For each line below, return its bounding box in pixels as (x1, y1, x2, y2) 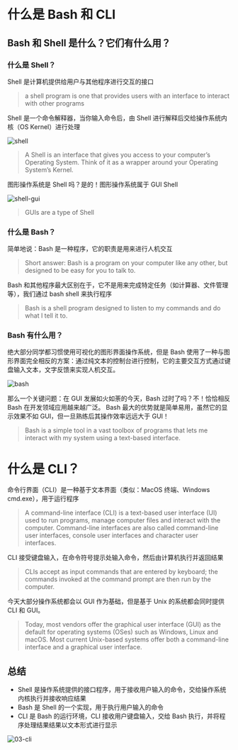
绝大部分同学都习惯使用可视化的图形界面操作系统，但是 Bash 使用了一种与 (7, 348, 225, 357)
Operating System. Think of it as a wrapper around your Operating (24, 157, 218, 167)
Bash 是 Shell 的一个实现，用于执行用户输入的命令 (17, 703, 164, 712)
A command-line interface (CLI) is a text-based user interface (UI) (24, 508, 217, 517)
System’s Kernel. (24, 165, 74, 174)
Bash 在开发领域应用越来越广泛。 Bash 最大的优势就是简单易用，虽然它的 (7, 403, 222, 412)
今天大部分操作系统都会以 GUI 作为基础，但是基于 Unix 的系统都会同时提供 (7, 597, 225, 606)
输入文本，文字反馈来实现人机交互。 (13, 366, 119, 374)
